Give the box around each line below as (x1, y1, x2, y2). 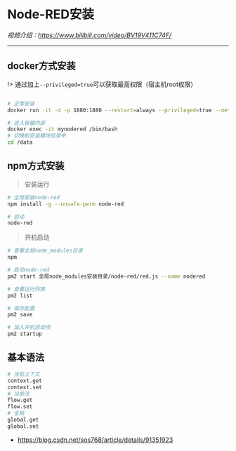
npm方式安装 (7, 160, 65, 172)
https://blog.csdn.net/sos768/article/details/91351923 (17, 436, 173, 444)
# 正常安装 (7, 100, 35, 107)
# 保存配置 (7, 304, 35, 312)
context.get (7, 377, 42, 384)
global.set (7, 422, 39, 430)
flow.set (7, 403, 33, 410)
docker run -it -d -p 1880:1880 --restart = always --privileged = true (7, 107, 212, 114)
